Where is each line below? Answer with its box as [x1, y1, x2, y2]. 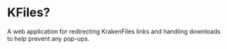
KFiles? [7, 5, 50, 20]
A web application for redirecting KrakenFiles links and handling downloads [7, 27, 221, 35]
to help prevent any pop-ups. [7, 34, 90, 42]
